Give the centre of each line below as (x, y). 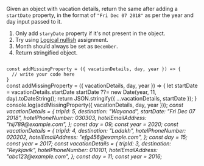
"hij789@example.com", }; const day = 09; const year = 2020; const (92, 124)
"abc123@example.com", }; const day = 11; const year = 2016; (84, 156)
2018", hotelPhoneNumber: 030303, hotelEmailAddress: (76, 118)
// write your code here (43, 75)
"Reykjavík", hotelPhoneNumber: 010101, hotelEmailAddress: (82, 150)
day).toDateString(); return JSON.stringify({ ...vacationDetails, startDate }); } (102, 98)
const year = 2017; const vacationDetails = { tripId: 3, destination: (89, 144)
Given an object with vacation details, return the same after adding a (92, 9)
